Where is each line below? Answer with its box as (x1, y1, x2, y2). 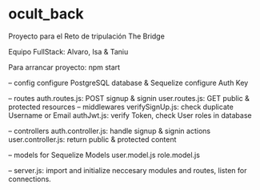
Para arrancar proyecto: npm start (8, 62, 121, 72)
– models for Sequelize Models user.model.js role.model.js (8, 150, 200, 160)
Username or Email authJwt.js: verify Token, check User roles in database (8, 110, 252, 120)
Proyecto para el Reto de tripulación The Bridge (8, 31, 166, 41)
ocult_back (8, 5, 84, 23)
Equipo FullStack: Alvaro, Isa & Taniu (8, 46, 129, 56)
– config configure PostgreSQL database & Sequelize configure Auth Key (8, 78, 249, 87)
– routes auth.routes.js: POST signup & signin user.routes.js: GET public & (8, 93, 250, 103)
